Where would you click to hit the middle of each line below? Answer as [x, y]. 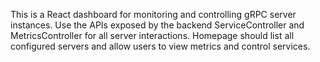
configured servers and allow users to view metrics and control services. [160, 46]
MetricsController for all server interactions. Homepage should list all [152, 35]
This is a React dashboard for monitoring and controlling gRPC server [153, 14]
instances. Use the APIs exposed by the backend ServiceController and [157, 25]
